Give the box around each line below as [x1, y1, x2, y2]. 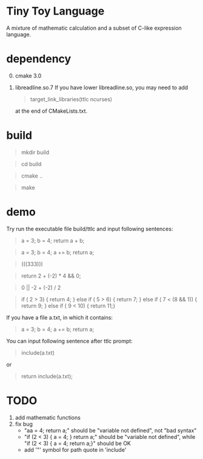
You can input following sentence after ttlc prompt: [6, 337, 133, 344]
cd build [21, 160, 42, 167]
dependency [6, 52, 72, 66]
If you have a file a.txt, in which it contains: [6, 313, 113, 321]
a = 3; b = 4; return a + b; [21, 236, 85, 244]
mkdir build [21, 149, 50, 156]
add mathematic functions [15, 414, 81, 421]
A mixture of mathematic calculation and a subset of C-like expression [6, 24, 182, 32]
